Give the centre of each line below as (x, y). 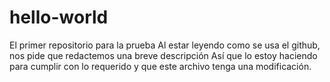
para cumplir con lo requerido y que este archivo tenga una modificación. (160, 66)
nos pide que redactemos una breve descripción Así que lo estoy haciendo (163, 55)
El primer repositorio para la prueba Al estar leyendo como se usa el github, (165, 45)
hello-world (59, 17)
